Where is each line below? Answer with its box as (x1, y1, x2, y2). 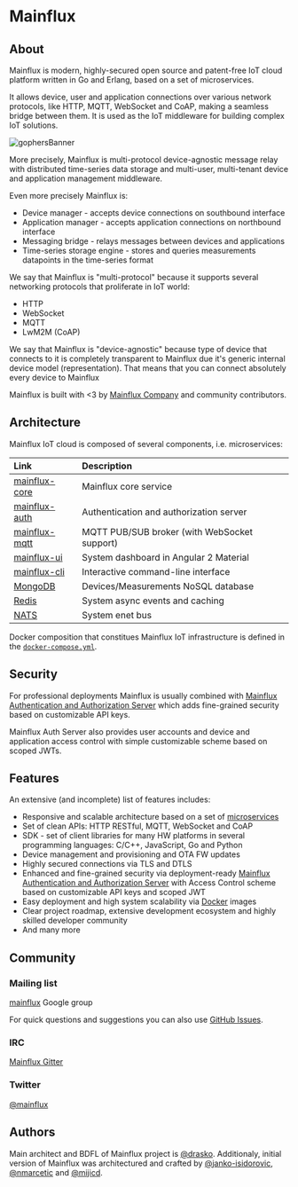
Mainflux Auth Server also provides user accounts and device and (9, 726, 250, 737)
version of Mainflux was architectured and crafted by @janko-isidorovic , (9, 1158, 273, 1168)
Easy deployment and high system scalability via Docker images (21, 896, 257, 907)
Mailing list (9, 977, 58, 989)
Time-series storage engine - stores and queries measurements (21, 246, 256, 255)
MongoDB (13, 579, 56, 592)
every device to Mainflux (9, 373, 100, 382)
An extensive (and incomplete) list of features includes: (9, 794, 211, 805)
